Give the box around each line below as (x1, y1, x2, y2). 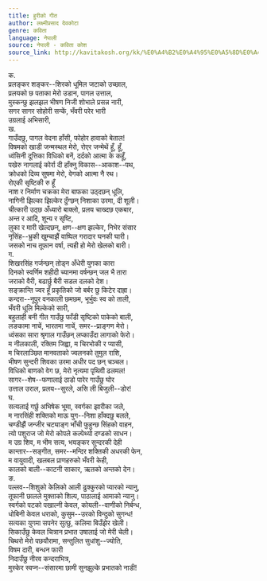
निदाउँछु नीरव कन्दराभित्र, (8, 554, 72, 563)
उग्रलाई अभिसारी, (8, 115, 52, 124)
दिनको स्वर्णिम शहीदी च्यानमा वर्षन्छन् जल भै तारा (8, 267, 127, 277)
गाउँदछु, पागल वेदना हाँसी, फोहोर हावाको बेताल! (8, 133, 126, 142)
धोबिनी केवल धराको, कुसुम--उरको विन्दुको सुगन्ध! (8, 509, 133, 518)
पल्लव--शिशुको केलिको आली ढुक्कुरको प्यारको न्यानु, (8, 482, 140, 492)
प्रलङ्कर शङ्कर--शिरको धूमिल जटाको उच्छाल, (8, 80, 128, 88)
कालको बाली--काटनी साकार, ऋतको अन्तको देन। (8, 465, 136, 474)
